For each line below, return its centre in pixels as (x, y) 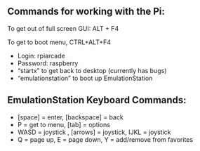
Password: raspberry (48, 63)
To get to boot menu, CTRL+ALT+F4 (59, 42)
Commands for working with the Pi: (86, 12)
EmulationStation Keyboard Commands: (97, 100)
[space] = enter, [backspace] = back (71, 117)
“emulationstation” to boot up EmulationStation (85, 78)
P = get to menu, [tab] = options (64, 124)
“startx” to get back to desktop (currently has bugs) (92, 70)
